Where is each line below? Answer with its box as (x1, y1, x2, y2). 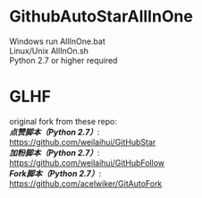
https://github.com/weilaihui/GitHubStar (9, 136, 156, 147)
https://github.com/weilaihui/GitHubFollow (9, 157, 165, 168)
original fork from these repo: (9, 116, 118, 126)
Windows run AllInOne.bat (9, 36, 105, 47)
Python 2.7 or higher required (9, 55, 118, 65)
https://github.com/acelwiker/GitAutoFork (9, 177, 163, 189)
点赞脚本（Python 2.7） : (9, 126, 100, 137)
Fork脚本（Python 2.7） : (9, 168, 102, 178)
